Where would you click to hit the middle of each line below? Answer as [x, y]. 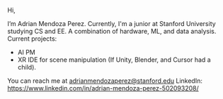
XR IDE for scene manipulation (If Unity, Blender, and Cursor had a [114, 60]
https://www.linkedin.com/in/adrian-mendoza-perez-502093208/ [103, 88]
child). [27, 67]
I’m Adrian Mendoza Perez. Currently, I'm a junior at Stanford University [111, 24]
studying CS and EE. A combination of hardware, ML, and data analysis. [112, 31]
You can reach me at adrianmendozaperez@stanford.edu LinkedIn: [105, 81]
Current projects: [32, 39]
